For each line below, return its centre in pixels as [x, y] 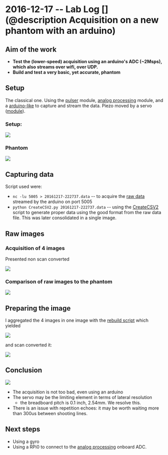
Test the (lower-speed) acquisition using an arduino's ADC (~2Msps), [87, 61]
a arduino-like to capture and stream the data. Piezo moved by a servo [79, 106]
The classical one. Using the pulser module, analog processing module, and [84, 100]
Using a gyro [26, 441]
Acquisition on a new [114, 20]
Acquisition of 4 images [35, 248]
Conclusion [24, 370]
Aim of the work [31, 49]
